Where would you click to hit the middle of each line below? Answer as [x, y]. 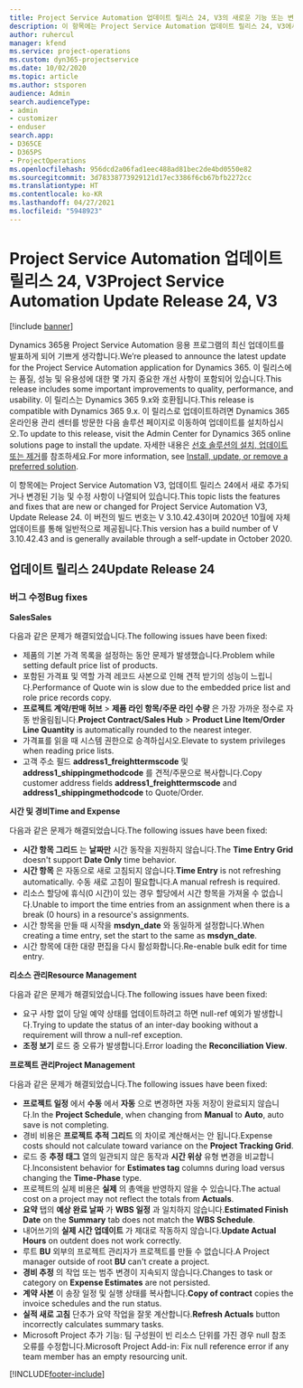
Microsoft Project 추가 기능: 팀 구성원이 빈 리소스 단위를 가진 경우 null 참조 [154, 1336]
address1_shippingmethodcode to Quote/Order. [113, 793]
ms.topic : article [44, 77]
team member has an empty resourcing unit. [105, 1356]
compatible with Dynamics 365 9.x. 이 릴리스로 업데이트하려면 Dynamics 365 [150, 411]
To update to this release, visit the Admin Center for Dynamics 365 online [155, 433]
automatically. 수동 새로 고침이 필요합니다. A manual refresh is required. [151, 882]
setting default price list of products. [90, 666]
